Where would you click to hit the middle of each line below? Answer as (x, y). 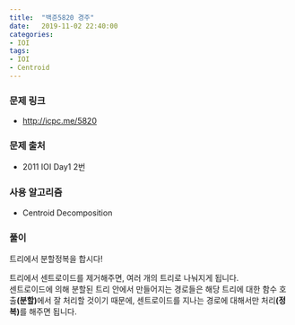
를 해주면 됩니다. (48, 312)
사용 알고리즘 (36, 192)
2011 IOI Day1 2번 (54, 167)
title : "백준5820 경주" (52, 18)
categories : (31, 34)
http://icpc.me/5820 (59, 121)
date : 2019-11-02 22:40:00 (64, 26)
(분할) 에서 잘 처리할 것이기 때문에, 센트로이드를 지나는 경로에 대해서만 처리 (146, 301)
